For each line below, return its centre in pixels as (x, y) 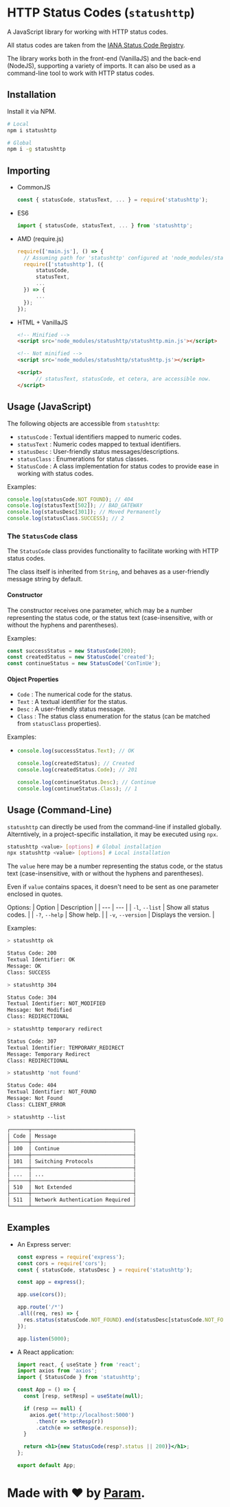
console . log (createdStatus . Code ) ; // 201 (77, 770)
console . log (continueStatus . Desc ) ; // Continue (87, 782)
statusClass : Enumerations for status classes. (83, 459)
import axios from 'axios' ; (57, 1371)
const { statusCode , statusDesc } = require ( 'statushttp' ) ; (105, 1270)
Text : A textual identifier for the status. (72, 702)
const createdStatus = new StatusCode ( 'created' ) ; (81, 657)
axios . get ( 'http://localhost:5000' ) (82, 1415)
